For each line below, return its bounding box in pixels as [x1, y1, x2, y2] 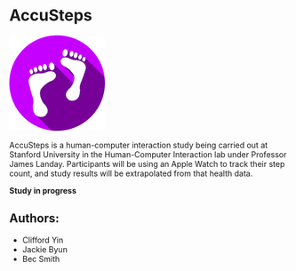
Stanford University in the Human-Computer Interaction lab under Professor [9, 148, 287, 160]
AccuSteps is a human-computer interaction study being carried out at [9, 139, 268, 150]
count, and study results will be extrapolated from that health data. [9, 168, 253, 179]
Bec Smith [21, 253, 60, 264]
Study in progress [9, 185, 77, 195]
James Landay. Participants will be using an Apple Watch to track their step [9, 158, 285, 169]
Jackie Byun [21, 243, 68, 254]
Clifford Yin [21, 235, 64, 245]
